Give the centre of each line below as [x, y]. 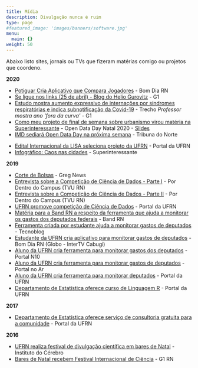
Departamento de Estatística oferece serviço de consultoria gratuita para [103, 317]
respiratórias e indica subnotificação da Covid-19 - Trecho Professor [98, 109]
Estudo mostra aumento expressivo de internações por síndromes [95, 103]
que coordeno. [24, 67]
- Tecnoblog [29, 232]
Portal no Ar [29, 269]
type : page [19, 22]
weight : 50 [19, 45]
